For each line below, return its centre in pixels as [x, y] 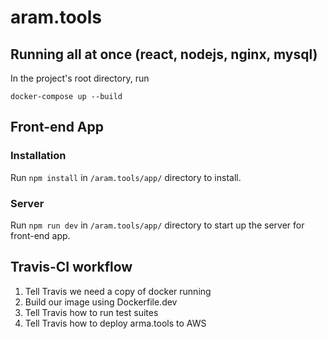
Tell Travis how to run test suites [91, 312]
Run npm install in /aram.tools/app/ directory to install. [126, 177]
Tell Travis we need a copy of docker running [118, 291]
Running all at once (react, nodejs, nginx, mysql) [164, 54]
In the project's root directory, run [80, 78]
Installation [38, 156]
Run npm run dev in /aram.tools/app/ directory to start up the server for [157, 225]
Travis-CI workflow [71, 267]
